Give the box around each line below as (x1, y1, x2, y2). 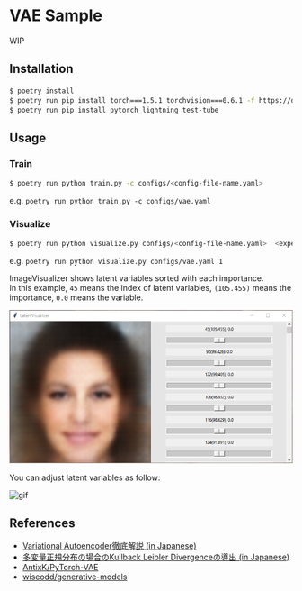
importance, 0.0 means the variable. (9, 292, 144, 303)
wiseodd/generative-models (22, 571, 128, 582)
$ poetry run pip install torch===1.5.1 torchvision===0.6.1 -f (9, 95, 255, 105)
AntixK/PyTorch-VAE (22, 562, 99, 573)
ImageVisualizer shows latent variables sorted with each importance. (9, 273, 264, 284)
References (9, 515, 75, 531)
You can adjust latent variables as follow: (9, 472, 161, 483)
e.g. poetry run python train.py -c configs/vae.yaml (9, 195, 211, 205)
